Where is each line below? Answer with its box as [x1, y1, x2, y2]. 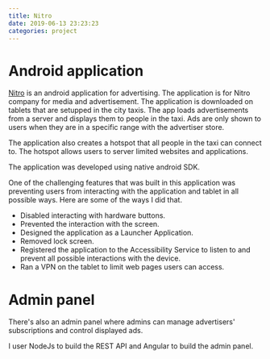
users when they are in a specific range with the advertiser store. [8, 123, 225, 132]
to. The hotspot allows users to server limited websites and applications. [8, 147, 248, 157]
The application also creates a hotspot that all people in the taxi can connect [8, 138, 262, 148]
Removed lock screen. [19, 236, 94, 246]
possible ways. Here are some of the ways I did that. [8, 195, 183, 205]
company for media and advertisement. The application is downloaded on [8, 97, 254, 106]
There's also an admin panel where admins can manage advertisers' [8, 317, 235, 327]
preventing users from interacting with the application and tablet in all [8, 186, 239, 196]
